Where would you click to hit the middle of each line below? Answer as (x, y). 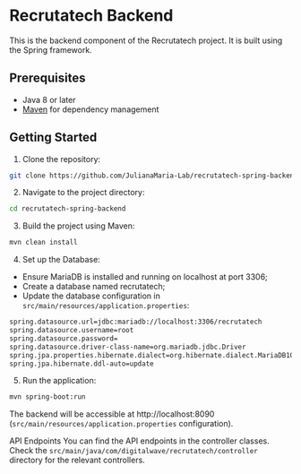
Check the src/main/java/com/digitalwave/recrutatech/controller (133, 451)
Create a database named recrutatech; (94, 287)
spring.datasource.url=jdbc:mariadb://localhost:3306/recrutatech (136, 322)
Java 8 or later (49, 99)
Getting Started (53, 138)
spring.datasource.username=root (72, 331)
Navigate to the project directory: (83, 193)
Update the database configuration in (91, 296)
